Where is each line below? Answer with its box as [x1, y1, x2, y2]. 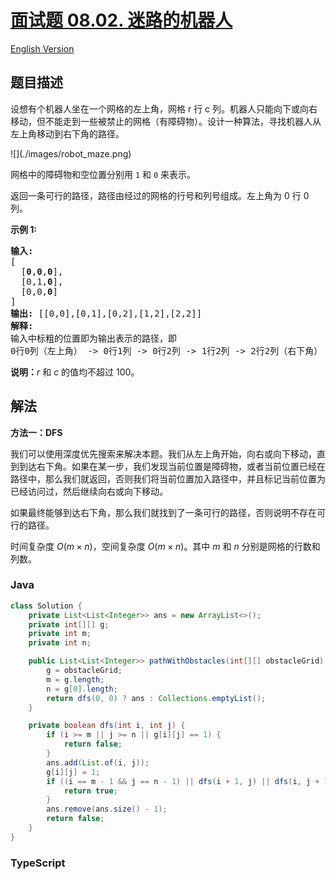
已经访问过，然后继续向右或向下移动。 [10, 485, 168, 497]
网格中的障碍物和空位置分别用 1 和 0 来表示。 [10, 168, 197, 180]
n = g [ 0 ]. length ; [46, 684, 118, 694]
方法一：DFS [10, 426, 63, 438]
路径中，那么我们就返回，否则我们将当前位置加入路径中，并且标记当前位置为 [10, 472, 326, 485]
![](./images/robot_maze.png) [10, 147, 132, 160]
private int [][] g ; [28, 619, 110, 630]
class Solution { [10, 601, 83, 611]
